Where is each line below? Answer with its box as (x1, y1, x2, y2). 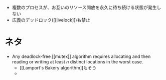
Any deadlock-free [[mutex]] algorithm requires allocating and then (12, 53, 151, 59)
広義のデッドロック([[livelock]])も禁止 (12, 17, 91, 23)
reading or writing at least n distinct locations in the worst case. (12, 58, 143, 64)
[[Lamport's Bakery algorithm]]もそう (19, 64, 97, 70)
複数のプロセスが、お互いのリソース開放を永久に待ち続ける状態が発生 (12, 5, 157, 10)
